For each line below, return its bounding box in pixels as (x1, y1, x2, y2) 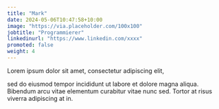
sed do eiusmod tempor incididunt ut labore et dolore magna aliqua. (7, 80, 199, 88)
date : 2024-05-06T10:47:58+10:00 (7, 16, 103, 23)
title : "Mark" (7, 10, 48, 17)
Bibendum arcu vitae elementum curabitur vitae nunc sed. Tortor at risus (7, 87, 213, 95)
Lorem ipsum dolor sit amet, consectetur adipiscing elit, (7, 66, 165, 75)
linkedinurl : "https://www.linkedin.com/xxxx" (7, 35, 143, 42)
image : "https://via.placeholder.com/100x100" (7, 22, 143, 29)
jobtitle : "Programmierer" (7, 29, 84, 36)
